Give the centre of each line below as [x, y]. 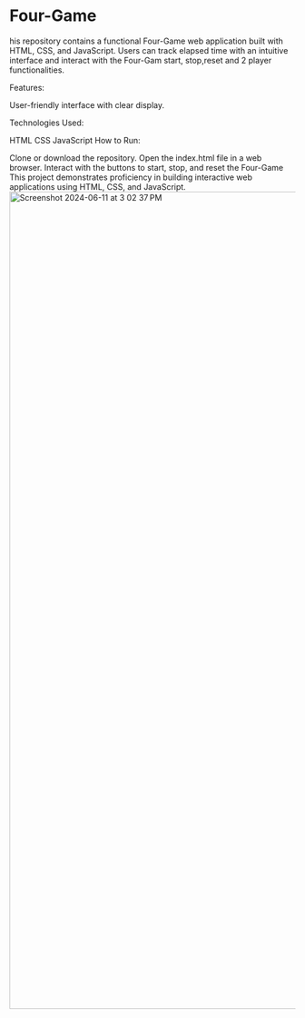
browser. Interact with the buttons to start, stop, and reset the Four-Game [147, 167]
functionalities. [37, 70]
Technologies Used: [47, 123]
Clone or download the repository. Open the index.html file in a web [136, 158]
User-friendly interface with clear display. [87, 104]
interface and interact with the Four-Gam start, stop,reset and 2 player [141, 60]
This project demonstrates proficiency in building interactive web [131, 177]
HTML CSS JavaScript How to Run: [75, 140]
